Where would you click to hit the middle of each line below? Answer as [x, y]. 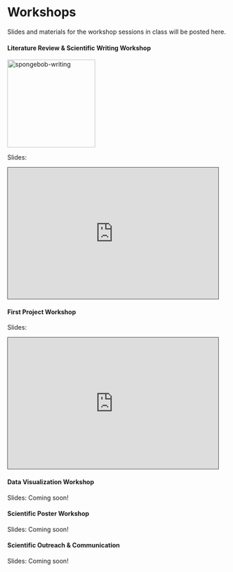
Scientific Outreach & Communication [64, 545]
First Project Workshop [42, 312]
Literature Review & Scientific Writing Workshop [79, 48]
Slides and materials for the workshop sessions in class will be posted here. [116, 32]
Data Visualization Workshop [51, 481]
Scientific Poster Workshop [48, 514]
